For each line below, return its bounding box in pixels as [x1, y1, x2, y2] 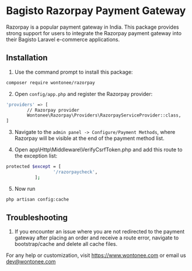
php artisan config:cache [6, 196, 69, 203]
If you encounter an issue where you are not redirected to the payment [14, 228, 185, 235]
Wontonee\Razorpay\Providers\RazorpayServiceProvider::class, [27, 112, 181, 118]
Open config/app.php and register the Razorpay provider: [14, 90, 153, 97]
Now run [14, 185, 36, 192]
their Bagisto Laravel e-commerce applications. [6, 36, 120, 43]
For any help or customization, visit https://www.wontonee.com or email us [6, 252, 187, 259]
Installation [6, 53, 48, 63]
